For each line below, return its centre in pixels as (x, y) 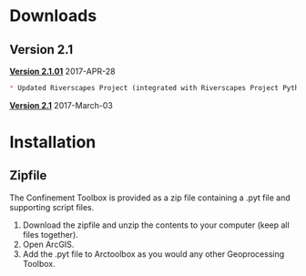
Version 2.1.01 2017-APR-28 (62, 71)
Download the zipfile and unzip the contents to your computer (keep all (156, 225)
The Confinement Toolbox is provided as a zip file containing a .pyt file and (150, 198)
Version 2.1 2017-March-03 (61, 105)
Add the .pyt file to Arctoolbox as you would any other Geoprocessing (153, 254)
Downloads (53, 16)
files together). (51, 234)
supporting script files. (52, 207)
